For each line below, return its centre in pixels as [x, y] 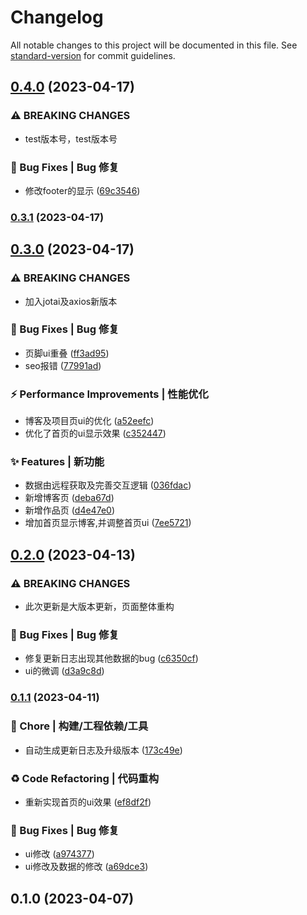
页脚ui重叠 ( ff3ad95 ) [67, 353]
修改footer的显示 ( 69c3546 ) [82, 190]
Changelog [57, 17]
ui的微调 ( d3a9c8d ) [64, 671]
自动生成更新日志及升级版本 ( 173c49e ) [103, 750]
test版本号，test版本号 [71, 138]
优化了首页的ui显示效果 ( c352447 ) [95, 433]
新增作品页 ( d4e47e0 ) [69, 510]
